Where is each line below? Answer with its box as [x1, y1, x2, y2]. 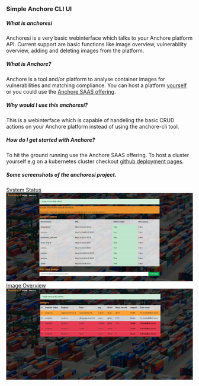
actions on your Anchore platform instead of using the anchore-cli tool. [6, 123, 179, 130]
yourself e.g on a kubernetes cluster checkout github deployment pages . [6, 158, 184, 165]
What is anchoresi [6, 20, 52, 27]
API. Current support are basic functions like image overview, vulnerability [6, 40, 187, 47]
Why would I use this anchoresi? [6, 101, 88, 109]
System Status [6, 186, 41, 193]
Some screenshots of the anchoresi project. [6, 171, 117, 178]
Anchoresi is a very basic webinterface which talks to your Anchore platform [6, 34, 193, 42]
